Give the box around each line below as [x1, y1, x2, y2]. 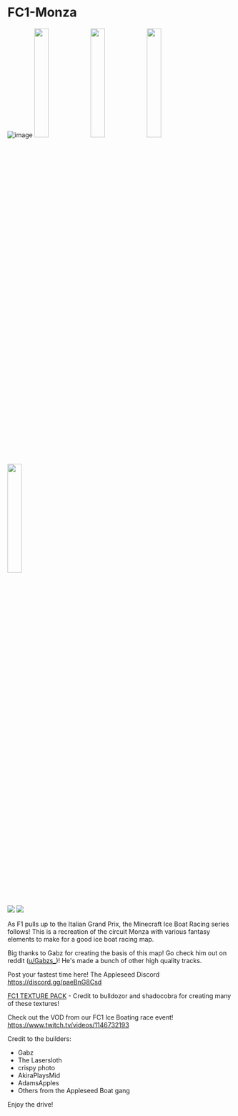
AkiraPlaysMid [17, 1071, 61, 1080]
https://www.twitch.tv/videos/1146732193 [7, 1020, 130, 1029]
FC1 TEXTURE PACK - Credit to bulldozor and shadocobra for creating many [7, 991, 232, 1000]
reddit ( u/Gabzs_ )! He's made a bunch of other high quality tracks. [7, 956, 202, 965]
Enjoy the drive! [7, 1100, 54, 1108]
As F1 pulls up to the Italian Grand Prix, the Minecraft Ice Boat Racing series [7, 920, 229, 928]
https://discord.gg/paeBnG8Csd [7, 977, 102, 986]
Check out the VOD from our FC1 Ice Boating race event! [7, 1012, 174, 1022]
